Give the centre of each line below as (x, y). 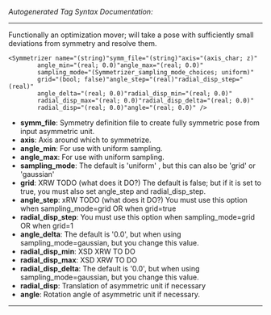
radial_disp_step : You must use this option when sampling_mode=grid (138, 217)
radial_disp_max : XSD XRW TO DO (79, 260)
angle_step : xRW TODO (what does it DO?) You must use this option (133, 200)
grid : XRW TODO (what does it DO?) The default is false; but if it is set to (141, 183)
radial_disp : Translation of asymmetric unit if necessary (113, 286)
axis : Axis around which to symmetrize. (85, 140)
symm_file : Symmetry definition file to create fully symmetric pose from (140, 123)
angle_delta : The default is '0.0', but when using (100, 234)
